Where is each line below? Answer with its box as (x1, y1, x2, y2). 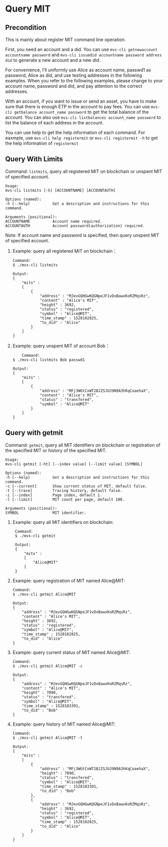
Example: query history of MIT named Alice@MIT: (12, 721, 116, 727)
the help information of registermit (5, 140, 79, 146)
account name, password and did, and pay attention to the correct (5, 83, 142, 89)
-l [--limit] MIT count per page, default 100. (5, 497, 125, 502)
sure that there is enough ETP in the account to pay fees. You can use (5, 104, 150, 109)
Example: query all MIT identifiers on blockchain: (12, 519, 114, 525)
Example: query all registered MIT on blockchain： (12, 248, 117, 254)
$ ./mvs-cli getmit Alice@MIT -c (12, 663, 83, 668)
